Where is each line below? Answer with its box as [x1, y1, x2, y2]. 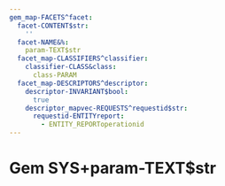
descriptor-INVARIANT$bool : [25, 87, 128, 96]
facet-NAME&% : [17, 37, 69, 47]
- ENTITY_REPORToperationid [41, 120, 144, 129]
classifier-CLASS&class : [25, 63, 117, 72]
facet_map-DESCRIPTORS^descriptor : [17, 79, 149, 88]
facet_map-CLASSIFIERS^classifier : [17, 54, 149, 63]
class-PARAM [32, 71, 77, 80]
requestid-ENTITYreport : [32, 112, 125, 120]
